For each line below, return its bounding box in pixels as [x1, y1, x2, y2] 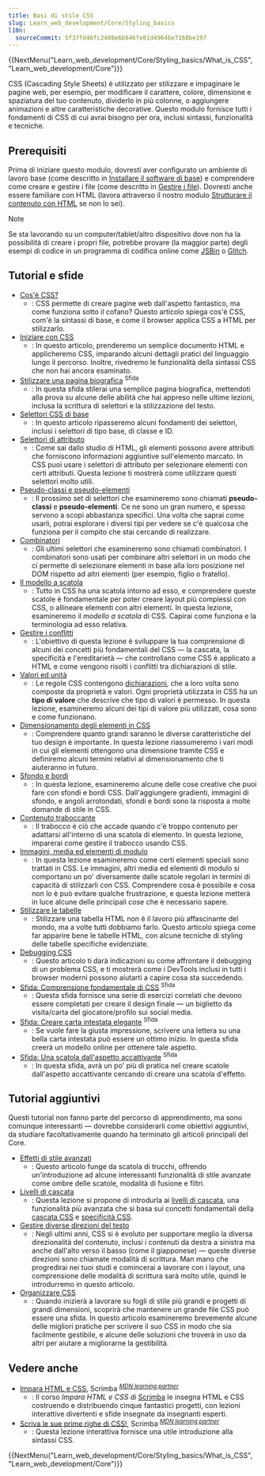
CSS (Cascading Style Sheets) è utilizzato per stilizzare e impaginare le [8, 79, 240, 89]
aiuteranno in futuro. [31, 762, 99, 772]
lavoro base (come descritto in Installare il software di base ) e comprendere [8, 173, 255, 183]
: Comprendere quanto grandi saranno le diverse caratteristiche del [31, 729, 252, 738]
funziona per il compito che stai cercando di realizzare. [31, 527, 211, 537]
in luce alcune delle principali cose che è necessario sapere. [31, 897, 229, 906]
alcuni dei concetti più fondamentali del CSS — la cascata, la [31, 644, 229, 654]
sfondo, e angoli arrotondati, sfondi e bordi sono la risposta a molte [31, 796, 251, 806]
